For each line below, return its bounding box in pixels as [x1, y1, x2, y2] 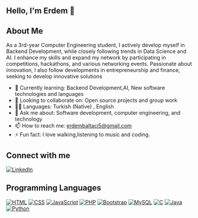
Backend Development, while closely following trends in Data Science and [6, 48, 187, 55]
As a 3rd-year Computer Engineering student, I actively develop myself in [6, 42, 185, 49]
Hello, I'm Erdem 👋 [6, 6, 75, 16]
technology [14, 115, 43, 123]
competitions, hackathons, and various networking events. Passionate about [6, 60, 192, 68]
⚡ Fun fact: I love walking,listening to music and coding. [14, 131, 151, 138]
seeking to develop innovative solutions [6, 73, 102, 80]
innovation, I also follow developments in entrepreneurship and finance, [6, 67, 180, 74]
